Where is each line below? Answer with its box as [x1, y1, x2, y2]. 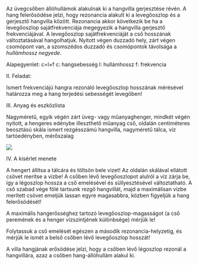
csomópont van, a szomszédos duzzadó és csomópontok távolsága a [6, 43, 177, 50]
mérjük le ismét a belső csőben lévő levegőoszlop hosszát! [6, 234, 150, 241]
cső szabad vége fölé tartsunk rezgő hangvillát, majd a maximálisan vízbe [6, 186, 187, 192]
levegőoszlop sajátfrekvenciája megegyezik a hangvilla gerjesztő [6, 24, 165, 31]
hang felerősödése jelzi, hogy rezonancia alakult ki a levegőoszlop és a [6, 11, 180, 18]
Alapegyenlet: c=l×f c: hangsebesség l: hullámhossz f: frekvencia [6, 61, 166, 68]
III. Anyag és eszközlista [6, 102, 65, 109]
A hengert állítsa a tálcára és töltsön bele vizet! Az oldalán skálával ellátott [6, 167, 187, 173]
